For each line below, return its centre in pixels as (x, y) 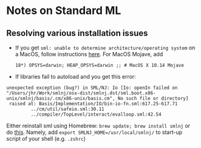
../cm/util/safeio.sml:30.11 (67, 109)
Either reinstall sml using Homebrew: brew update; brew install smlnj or (98, 126)
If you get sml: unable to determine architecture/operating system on (105, 48)
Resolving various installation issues (77, 33)
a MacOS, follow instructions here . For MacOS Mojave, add (89, 54)
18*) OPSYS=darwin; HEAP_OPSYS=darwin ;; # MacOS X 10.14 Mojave (99, 65)
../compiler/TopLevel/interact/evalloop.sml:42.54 (96, 115)
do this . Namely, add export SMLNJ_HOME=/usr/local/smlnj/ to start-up (94, 132)
